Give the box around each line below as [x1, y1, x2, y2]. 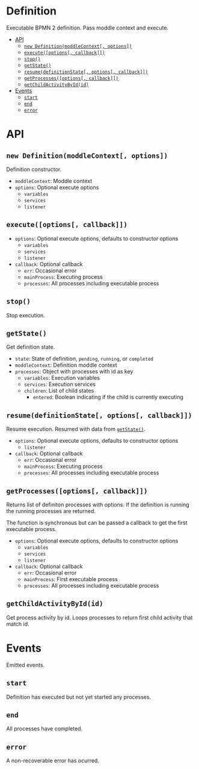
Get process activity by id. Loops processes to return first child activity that [6, 614, 193, 621]
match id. [6, 620, 29, 627]
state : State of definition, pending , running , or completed [14, 355, 153, 363]
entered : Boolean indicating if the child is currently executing [32, 393, 183, 401]
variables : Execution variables [23, 375, 100, 382]
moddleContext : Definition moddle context [14, 361, 117, 369]
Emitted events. [6, 661, 45, 668]
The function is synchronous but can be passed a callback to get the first [6, 519, 188, 526]
